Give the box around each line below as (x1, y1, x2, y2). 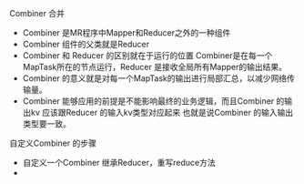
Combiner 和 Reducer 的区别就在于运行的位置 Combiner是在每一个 (22, 50, 273, 61)
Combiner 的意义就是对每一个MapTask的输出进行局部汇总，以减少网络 (22, 73, 288, 84)
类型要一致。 (22, 118, 71, 129)
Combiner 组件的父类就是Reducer (22, 39, 150, 49)
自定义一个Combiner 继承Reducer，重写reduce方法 (22, 158, 216, 168)
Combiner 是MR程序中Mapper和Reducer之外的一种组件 (22, 27, 231, 38)
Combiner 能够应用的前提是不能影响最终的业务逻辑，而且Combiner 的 (22, 96, 285, 107)
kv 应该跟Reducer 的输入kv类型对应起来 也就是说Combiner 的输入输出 (30, 107, 294, 118)
